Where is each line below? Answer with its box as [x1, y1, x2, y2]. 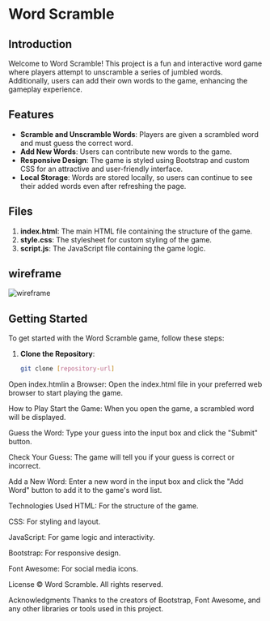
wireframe [8, 267, 62, 281]
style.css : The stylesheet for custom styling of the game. [19, 234, 213, 244]
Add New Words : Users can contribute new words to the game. [19, 147, 233, 156]
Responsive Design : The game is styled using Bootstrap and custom [19, 155, 250, 165]
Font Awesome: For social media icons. [8, 564, 139, 574]
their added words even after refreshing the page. [19, 181, 187, 191]
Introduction [8, 37, 73, 51]
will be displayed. [8, 413, 66, 422]
